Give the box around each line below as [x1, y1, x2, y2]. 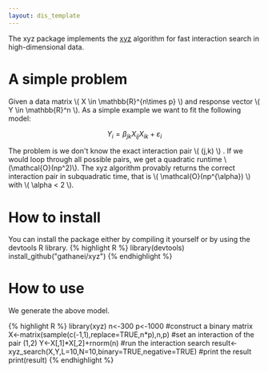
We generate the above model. [8, 306, 110, 315]
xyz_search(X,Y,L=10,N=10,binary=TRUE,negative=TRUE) [8, 347, 198, 356]
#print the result [198, 347, 252, 356]
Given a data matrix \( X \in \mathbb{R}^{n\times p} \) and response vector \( [8, 97, 260, 106]
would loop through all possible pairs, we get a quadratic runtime [8, 155, 222, 165]
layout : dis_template [8, 11, 81, 20]
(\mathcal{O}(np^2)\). [8, 163, 80, 173]
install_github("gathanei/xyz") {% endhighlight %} [8, 252, 173, 261]
